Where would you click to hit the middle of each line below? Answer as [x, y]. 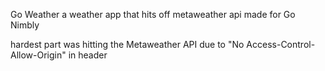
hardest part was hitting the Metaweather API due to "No [127, 44]
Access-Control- [281, 44]
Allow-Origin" [38, 55]
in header [88, 55]
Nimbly [25, 25]
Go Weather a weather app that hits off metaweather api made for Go [153, 14]
